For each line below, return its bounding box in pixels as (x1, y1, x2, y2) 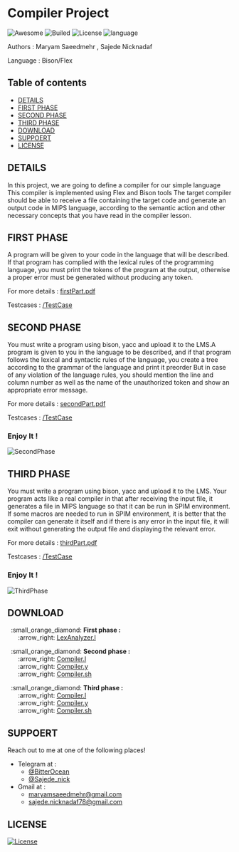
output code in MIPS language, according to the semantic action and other (7, 203, 225, 212)
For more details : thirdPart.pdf (7, 539, 97, 547)
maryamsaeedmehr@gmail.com (28, 790, 122, 799)
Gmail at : (17, 782, 46, 791)
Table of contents (7, 77, 87, 89)
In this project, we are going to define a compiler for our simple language (7, 180, 221, 189)
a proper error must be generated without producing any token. (7, 273, 193, 282)
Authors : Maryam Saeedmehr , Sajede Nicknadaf (7, 42, 153, 51)
